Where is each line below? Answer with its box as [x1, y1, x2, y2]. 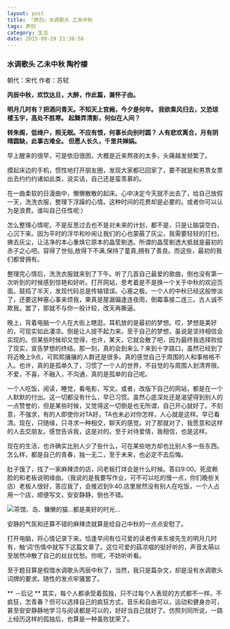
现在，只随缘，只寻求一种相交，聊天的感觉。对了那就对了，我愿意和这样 [18, 419, 223, 427]
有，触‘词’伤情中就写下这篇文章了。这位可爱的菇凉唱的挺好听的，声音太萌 [7, 543, 214, 552]
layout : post [7, 10, 44, 17]
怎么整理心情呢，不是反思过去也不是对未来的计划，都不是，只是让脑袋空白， [7, 221, 223, 230]
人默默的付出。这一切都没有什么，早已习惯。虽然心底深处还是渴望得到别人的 [7, 393, 223, 402]
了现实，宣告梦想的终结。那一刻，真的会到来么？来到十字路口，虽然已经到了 [7, 344, 223, 353]
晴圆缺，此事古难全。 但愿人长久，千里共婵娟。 [7, 137, 141, 145]
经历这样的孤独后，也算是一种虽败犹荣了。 [12, 615, 133, 624]
